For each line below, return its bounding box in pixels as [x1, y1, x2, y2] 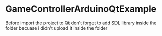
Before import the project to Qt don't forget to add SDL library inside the [5, 20, 157, 26]
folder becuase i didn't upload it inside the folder [5, 25, 108, 31]
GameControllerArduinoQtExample [5, 3, 157, 15]
